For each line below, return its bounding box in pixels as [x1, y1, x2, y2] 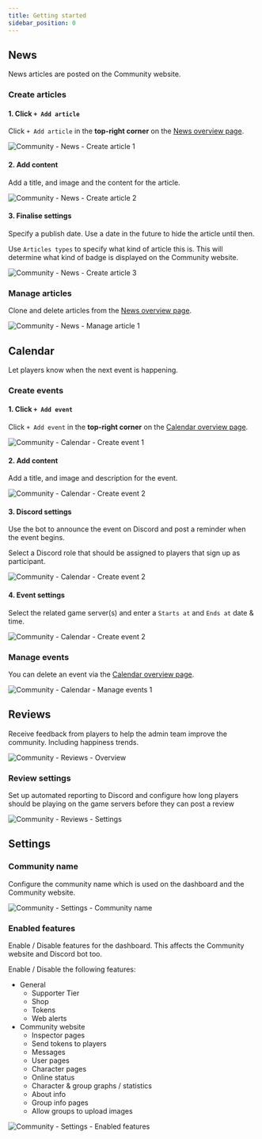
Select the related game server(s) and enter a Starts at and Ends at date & [8, 608, 254, 617]
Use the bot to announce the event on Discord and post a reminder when [8, 524, 246, 534]
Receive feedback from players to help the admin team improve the [8, 729, 228, 738]
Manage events [8, 651, 70, 662]
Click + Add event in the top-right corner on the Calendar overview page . [8, 422, 249, 432]
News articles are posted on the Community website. [8, 69, 181, 79]
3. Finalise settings [8, 211, 72, 221]
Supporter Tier [31, 988, 80, 998]
